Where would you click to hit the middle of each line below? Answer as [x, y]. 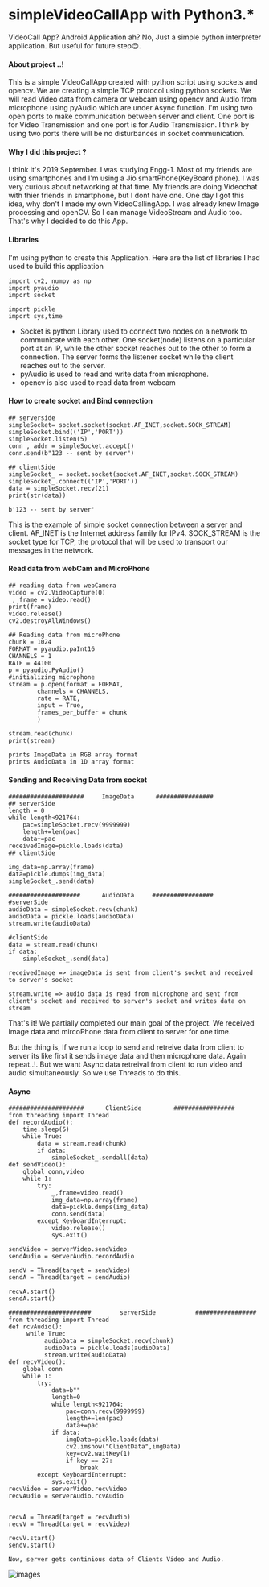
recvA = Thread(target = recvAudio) [69, 1517]
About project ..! [36, 64]
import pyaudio [34, 288]
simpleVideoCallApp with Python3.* [132, 15]
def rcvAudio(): [35, 1327]
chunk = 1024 [30, 642]
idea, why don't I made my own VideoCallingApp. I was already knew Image [134, 204]
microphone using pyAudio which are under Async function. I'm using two [130, 108]
